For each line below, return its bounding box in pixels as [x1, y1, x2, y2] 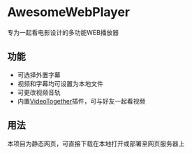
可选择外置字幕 [17, 71, 61, 79]
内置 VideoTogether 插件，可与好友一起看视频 [17, 97, 146, 105]
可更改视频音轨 [17, 88, 61, 97]
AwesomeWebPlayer [7, 4, 131, 20]
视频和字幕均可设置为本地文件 [17, 79, 103, 87]
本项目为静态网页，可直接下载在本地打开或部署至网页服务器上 [7, 139, 185, 148]
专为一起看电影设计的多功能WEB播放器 [7, 28, 119, 36]
